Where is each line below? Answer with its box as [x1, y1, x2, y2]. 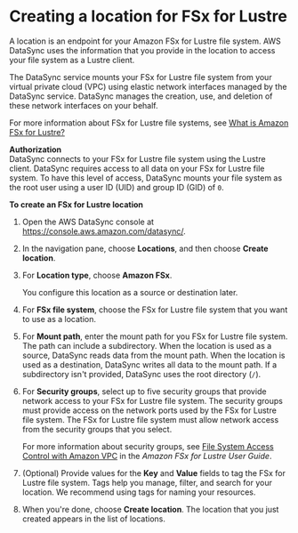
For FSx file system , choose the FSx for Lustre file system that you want [21, 304, 288, 315]
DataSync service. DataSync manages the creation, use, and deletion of [9, 91, 273, 101]
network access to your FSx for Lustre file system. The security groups [21, 395, 283, 406]
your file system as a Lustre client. [9, 54, 135, 65]
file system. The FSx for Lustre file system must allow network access [21, 414, 279, 424]
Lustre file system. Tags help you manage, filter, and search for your [21, 477, 273, 488]
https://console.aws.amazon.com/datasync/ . [21, 225, 187, 237]
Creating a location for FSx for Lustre [9, 6, 287, 27]
